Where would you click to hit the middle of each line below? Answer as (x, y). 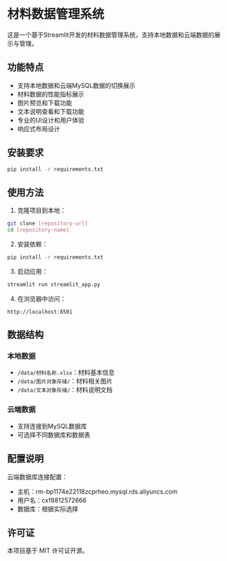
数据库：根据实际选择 (47, 509)
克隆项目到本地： (42, 210)
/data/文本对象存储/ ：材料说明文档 (65, 390)
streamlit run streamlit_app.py (54, 284)
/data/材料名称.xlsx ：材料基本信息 (66, 372)
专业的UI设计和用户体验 (51, 120)
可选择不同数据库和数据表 (54, 435)
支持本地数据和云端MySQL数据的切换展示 (76, 85)
